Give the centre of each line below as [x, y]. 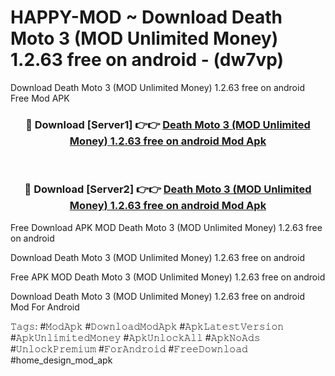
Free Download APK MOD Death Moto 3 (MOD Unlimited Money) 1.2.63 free [166, 227]
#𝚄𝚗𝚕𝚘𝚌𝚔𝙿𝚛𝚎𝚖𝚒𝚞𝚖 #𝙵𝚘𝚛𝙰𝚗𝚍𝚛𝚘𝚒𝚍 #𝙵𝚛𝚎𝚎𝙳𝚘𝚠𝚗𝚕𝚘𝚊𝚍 [129, 348]
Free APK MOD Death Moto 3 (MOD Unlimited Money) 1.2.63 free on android [168, 277]
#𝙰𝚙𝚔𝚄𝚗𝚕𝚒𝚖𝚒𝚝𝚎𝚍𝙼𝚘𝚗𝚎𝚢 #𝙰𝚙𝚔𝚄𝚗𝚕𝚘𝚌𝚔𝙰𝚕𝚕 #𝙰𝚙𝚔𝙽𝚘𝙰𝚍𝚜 [135, 337]
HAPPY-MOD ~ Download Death [146, 17]
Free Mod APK [40, 98]
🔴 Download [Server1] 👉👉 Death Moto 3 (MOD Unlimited [168, 124]
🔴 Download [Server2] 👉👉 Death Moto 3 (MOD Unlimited [168, 189]
